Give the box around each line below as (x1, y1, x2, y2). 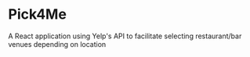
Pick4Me (8, 5, 67, 23)
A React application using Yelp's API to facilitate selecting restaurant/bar (8, 31, 242, 41)
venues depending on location (8, 39, 107, 48)
